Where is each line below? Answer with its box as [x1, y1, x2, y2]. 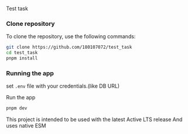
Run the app [6, 94, 36, 101]
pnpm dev [6, 105, 28, 111]
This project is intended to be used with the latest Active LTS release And [6, 116, 183, 123]
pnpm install [6, 55, 38, 61]
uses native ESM [6, 122, 46, 129]
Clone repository [6, 19, 55, 28]
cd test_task [6, 50, 38, 56]
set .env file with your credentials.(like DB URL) [6, 82, 120, 90]
